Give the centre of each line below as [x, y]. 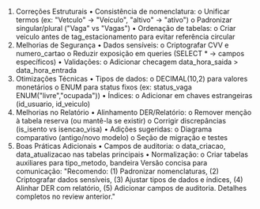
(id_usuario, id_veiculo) [53, 104]
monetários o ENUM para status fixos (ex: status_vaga [104, 87]
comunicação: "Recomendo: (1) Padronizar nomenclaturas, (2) [117, 171]
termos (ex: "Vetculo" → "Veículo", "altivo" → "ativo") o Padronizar [124, 20]
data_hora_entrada [46, 70]
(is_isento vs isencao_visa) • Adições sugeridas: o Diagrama [114, 129]
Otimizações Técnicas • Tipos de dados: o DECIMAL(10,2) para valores [132, 79]
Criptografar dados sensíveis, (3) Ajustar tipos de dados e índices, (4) [129, 180]
